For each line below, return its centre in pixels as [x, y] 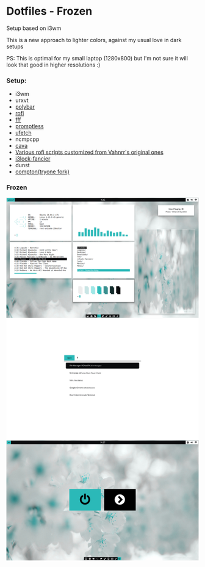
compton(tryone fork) [42, 172]
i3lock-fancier [33, 159]
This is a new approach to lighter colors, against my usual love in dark [94, 40]
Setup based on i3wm [34, 28]
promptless [29, 126]
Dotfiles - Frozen [49, 11]
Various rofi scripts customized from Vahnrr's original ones [89, 152]
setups [15, 46]
